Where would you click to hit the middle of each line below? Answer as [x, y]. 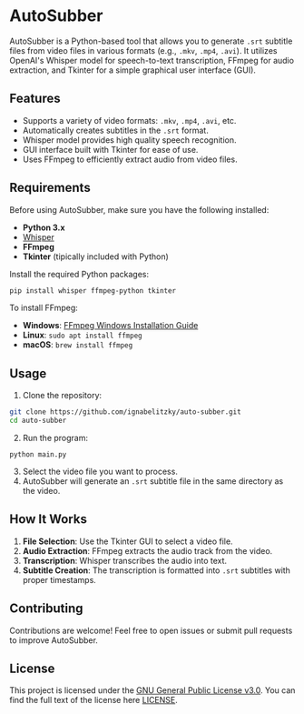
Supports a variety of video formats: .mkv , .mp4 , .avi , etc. [129, 120]
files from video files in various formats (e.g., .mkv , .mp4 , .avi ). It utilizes [143, 50]
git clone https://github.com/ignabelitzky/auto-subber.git [126, 412]
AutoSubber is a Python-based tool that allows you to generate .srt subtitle [151, 41]
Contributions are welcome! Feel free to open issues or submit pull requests [151, 630]
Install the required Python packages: [79, 274]
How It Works [49, 519]
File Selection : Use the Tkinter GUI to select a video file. [127, 541]
